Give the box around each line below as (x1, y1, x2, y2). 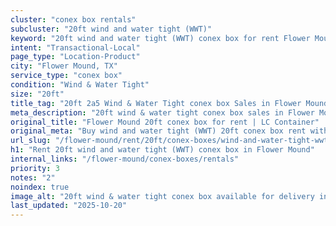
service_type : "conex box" (10, 71, 123, 81)
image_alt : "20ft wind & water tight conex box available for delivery (10, 191, 315, 201)
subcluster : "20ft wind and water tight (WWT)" (10, 24, 213, 34)
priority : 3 (10, 163, 60, 173)
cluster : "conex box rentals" (10, 14, 137, 25)
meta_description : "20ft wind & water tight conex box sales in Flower (10, 107, 315, 118)
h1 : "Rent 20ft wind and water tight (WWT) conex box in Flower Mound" (10, 145, 315, 155)
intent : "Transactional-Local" (10, 42, 141, 53)
